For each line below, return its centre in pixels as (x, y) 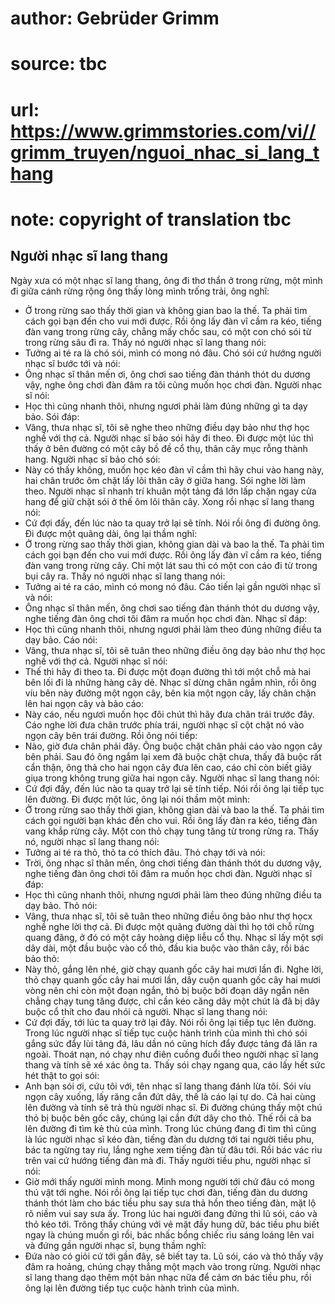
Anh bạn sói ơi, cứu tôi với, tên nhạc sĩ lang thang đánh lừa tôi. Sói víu (168, 1086)
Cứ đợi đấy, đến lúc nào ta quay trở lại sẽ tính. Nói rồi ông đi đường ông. (173, 523)
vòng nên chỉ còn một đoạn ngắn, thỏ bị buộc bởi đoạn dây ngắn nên (167, 990)
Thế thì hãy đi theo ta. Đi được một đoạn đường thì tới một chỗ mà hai (167, 671)
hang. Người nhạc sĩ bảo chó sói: (92, 459)
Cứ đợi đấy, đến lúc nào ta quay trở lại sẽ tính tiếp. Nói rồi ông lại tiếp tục (174, 788)
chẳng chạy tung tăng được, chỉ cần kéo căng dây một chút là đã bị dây (172, 1001)
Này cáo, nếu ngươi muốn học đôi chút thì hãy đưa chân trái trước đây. (169, 714)
